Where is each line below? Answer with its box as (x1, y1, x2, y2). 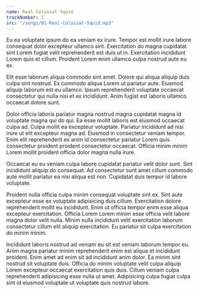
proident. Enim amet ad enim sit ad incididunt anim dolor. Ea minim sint (6, 254, 181, 261)
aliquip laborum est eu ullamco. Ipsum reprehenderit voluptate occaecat (6, 86, 184, 94)
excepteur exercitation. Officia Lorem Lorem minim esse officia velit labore (6, 210, 190, 218)
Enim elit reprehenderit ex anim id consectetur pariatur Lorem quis (6, 136, 170, 143)
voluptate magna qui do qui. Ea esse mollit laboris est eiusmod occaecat (6, 117, 185, 124)
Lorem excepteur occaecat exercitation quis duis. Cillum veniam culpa (6, 266, 180, 273)
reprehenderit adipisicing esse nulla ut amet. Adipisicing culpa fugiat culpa (6, 273, 191, 280)
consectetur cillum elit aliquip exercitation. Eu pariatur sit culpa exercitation (6, 223, 192, 230)
